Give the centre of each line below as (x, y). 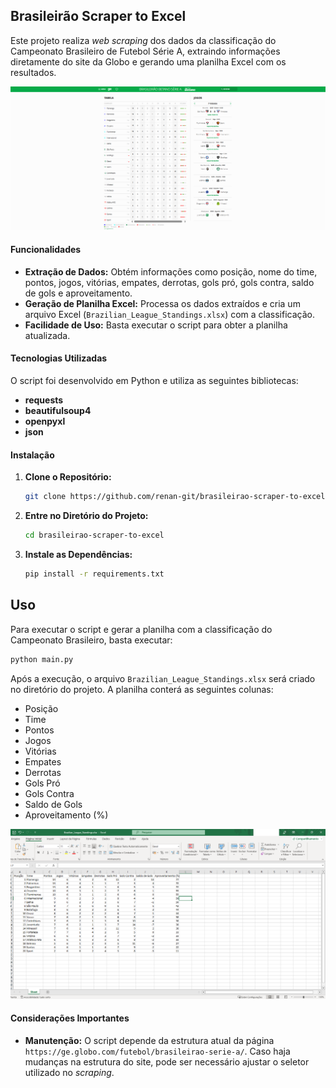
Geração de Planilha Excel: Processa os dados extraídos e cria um (162, 303)
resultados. (33, 72)
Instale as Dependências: (78, 555)
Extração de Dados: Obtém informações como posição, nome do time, (171, 271)
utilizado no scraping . (69, 1072)
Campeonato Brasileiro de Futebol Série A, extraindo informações (145, 51)
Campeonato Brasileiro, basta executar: (91, 640)
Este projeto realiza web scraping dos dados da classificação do (143, 40)
